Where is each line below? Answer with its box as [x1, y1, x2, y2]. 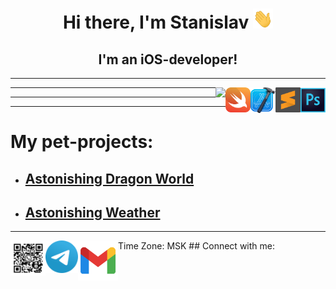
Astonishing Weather [24, 204, 161, 221]
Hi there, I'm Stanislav [62, 11, 250, 34]
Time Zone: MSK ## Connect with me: [118, 240, 275, 252]
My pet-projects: [10, 131, 154, 153]
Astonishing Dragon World [24, 170, 195, 187]
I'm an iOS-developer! [98, 51, 238, 68]
